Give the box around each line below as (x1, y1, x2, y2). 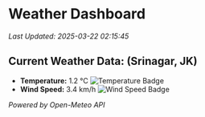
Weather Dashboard (8, 5, 146, 23)
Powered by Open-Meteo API (8, 99, 106, 109)
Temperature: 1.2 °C (19, 75, 88, 85)
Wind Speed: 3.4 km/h (19, 84, 96, 94)
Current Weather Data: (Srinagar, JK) (8, 54, 199, 68)
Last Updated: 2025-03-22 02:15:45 (8, 31, 129, 41)
